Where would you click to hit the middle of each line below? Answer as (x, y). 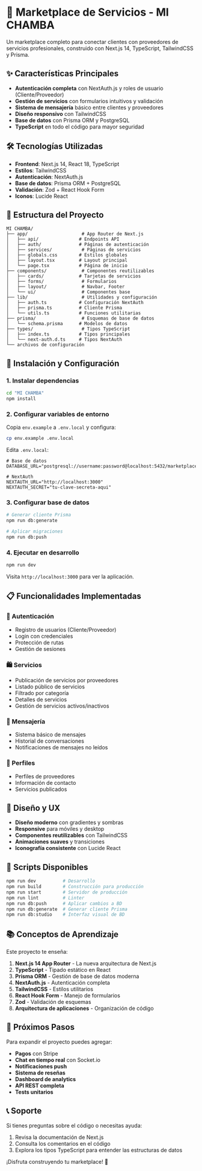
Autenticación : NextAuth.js (49, 177)
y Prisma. (18, 54)
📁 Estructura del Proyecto (55, 214)
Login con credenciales (44, 636)
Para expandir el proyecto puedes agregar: (59, 1042)
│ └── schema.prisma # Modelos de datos (67, 324)
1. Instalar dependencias (43, 381)
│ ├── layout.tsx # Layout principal (67, 261)
